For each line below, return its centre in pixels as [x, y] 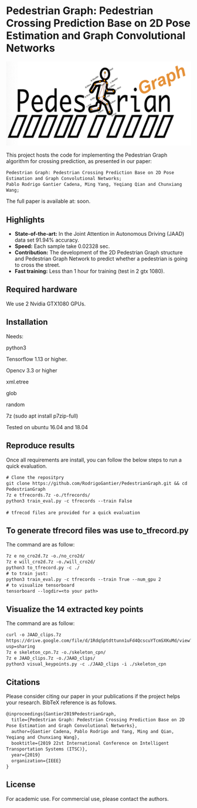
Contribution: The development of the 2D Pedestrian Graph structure [98, 253]
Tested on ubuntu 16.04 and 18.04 [47, 427]
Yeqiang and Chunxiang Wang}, [43, 737]
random [16, 404]
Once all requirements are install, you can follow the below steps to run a [94, 460]
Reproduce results [40, 446]
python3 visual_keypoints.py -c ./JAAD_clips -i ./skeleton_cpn [86, 664]
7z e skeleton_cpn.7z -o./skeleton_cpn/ [56, 653]
